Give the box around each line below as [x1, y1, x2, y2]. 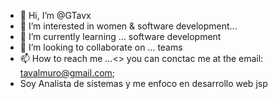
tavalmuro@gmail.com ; [19, 67, 116, 79]
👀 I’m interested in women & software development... [19, 20, 238, 32]
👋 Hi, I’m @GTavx [19, 10, 92, 21]
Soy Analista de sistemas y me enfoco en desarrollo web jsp [19, 78, 268, 89]
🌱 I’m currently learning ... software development [19, 31, 222, 42]
